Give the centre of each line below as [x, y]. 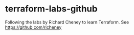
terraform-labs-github [51, 9]
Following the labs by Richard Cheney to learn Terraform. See [67, 22]
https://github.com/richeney [33, 27]
